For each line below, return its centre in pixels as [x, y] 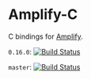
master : [20, 67]
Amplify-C [43, 15]
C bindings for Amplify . [45, 36]
